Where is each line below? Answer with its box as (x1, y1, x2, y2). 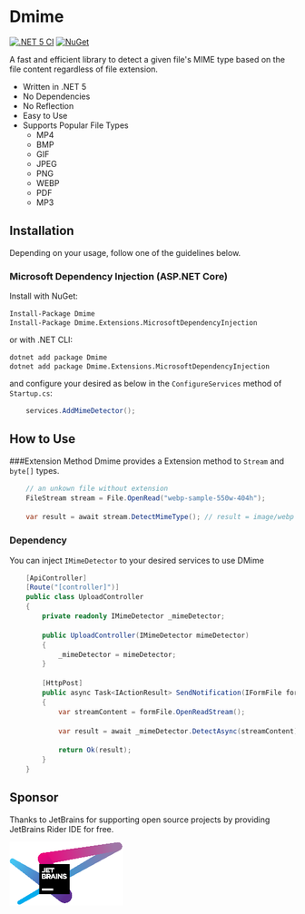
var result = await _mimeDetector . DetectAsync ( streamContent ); (57, 726, 302, 736)
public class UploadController (25, 593, 144, 602)
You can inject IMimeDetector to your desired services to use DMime (9, 555, 265, 565)
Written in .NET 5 (22, 81, 87, 92)
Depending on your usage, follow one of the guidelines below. (9, 247, 241, 258)
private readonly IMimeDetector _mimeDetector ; (42, 612, 225, 621)
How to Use (9, 431, 76, 447)
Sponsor (9, 790, 59, 805)
